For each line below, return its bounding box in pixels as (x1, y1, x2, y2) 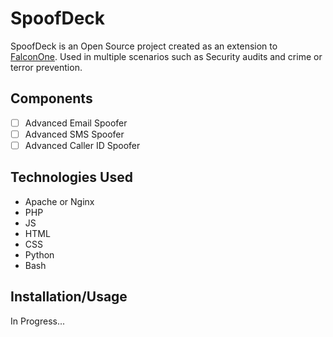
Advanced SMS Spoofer (24, 128, 125, 140)
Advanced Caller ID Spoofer (24, 139, 141, 151)
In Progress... (10, 315, 66, 327)
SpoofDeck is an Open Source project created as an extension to (10, 40, 278, 52)
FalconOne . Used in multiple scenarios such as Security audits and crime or (10, 50, 323, 62)
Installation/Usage (10, 288, 128, 306)
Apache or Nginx (24, 195, 95, 207)
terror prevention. (10, 61, 83, 73)
